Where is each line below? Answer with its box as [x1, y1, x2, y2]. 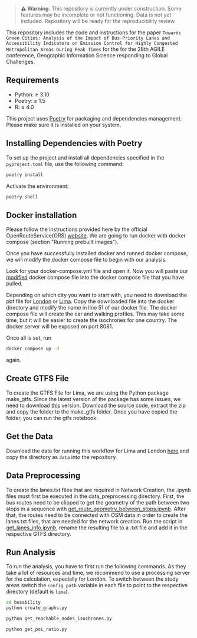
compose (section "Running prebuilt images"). [6, 239, 119, 246]
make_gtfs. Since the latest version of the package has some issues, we [6, 395, 181, 402]
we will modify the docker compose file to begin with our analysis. [6, 256, 167, 263]
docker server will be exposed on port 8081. [6, 323, 113, 330]
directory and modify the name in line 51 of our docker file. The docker [6, 304, 178, 311]
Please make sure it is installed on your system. [6, 121, 122, 128]
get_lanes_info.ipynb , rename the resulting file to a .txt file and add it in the [6, 524, 188, 531]
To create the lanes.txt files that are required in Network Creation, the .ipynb [6, 486, 192, 493]
